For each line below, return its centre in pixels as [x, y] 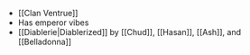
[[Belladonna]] [45, 41]
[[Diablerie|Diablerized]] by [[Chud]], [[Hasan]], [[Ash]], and [130, 32]
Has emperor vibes [53, 23]
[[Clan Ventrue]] [48, 13]
